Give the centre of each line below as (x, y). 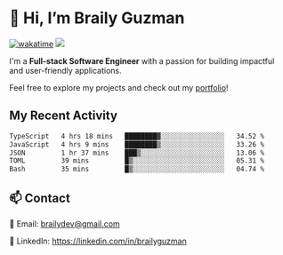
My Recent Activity (64, 116)
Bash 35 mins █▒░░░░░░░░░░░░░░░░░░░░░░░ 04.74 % (137, 169)
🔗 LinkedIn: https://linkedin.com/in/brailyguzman (98, 241)
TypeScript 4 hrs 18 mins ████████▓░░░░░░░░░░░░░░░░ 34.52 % (137, 136)
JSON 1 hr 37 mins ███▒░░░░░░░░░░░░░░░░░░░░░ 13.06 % (137, 153)
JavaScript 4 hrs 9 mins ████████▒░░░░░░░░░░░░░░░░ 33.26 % (137, 144)
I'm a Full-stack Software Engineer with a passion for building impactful (142, 60)
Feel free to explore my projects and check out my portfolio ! (119, 87)
